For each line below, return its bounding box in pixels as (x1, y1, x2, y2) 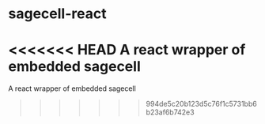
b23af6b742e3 (146, 107, 195, 117)
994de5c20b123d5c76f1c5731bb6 (146, 100, 257, 109)
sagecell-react (8, 5, 107, 23)
